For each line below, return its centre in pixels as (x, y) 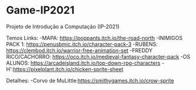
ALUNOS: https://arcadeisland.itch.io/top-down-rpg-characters (83, 63)
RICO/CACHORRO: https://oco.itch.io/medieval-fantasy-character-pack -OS (98, 56)
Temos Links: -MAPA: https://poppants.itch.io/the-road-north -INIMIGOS (94, 38)
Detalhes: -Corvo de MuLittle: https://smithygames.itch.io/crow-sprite (90, 81)
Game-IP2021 (40, 10)
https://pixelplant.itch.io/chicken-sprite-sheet (68, 69)
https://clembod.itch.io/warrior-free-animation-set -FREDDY (79, 50)
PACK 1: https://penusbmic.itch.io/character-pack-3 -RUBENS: (82, 44)
